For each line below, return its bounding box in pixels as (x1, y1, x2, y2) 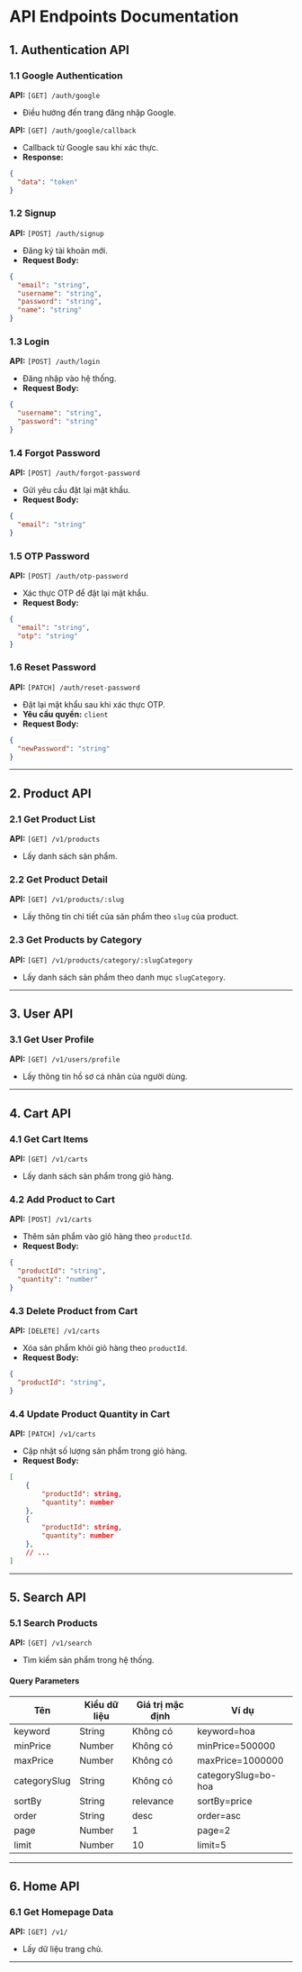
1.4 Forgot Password (9, 446, 101, 459)
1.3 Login (9, 335, 49, 348)
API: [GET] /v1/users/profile (9, 1054, 120, 1064)
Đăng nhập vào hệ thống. (22, 373, 117, 384)
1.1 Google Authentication (9, 69, 123, 82)
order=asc (197, 1809, 241, 1821)
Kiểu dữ (84, 1698, 119, 1711)
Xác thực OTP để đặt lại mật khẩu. (22, 588, 149, 598)
